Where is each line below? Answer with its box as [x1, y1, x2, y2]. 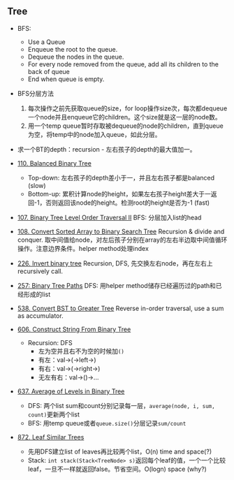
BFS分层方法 [17, 89, 54, 97]
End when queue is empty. [27, 75, 105, 83]
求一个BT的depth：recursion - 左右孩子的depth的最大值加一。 [17, 145, 197, 153]
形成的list [23, 290, 51, 298]
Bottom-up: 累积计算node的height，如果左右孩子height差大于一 [27, 189, 212, 198]
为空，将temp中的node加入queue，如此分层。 [27, 130, 161, 138]
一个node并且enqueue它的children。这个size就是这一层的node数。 [27, 112, 221, 121]
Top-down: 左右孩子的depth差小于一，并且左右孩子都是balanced [27, 173, 215, 182]
